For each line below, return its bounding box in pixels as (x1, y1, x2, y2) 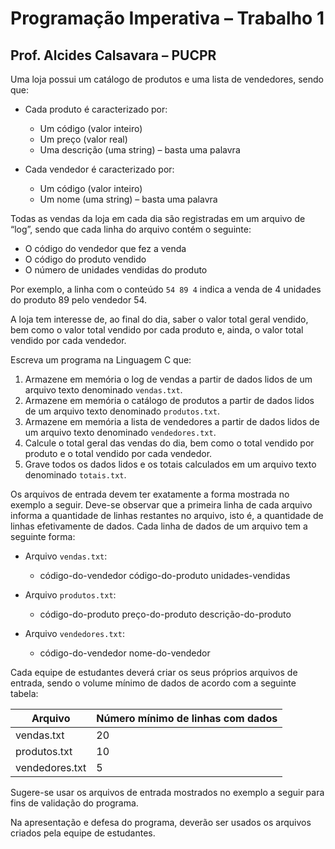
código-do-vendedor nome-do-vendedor (39, 647, 211, 659)
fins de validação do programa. (10, 797, 139, 809)
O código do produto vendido (24, 253, 147, 265)
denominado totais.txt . (24, 469, 127, 481)
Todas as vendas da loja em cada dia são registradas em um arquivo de (10, 213, 306, 224)
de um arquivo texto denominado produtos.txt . (24, 405, 221, 417)
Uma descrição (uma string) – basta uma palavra (39, 144, 241, 156)
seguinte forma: (10, 531, 76, 542)
